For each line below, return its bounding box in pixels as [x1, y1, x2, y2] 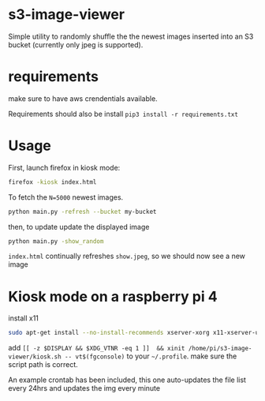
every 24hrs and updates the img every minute [8, 384, 160, 393]
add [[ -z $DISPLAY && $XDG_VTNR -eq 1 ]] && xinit [8, 343, 185, 353]
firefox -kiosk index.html [8, 178, 97, 186]
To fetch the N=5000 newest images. [8, 192, 124, 202]
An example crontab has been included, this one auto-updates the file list [8, 375, 247, 384]
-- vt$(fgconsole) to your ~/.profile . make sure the [64, 351, 237, 361]
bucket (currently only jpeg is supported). [8, 39, 144, 49]
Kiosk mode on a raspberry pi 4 [8, 287, 218, 305]
